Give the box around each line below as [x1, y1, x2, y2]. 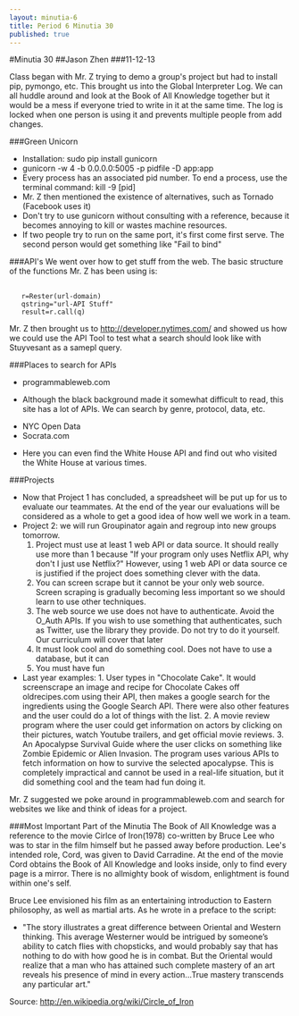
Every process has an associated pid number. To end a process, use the [21, 172, 288, 183]
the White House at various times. [21, 458, 147, 468]
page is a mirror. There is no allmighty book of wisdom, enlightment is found [9, 869, 290, 879]
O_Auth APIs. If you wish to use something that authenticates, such [35, 616, 283, 626]
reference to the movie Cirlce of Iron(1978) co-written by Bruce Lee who [9, 830, 275, 841]
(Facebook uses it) [21, 201, 92, 212]
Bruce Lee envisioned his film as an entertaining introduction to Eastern [9, 895, 272, 906]
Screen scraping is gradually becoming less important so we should [35, 587, 286, 598]
